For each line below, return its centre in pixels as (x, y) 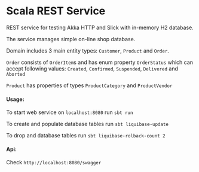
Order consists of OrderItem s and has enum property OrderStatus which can (99, 62)
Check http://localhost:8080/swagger (54, 162)
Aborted (16, 74)
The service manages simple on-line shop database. (71, 39)
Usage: (16, 99)
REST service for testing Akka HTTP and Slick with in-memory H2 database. (100, 27)
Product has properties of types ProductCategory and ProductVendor (89, 85)
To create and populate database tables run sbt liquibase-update (88, 124)
